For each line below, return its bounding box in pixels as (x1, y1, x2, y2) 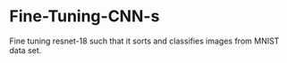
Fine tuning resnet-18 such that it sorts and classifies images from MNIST (9, 35, 280, 46)
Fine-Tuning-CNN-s (9, 6, 160, 27)
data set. (9, 44, 42, 55)
